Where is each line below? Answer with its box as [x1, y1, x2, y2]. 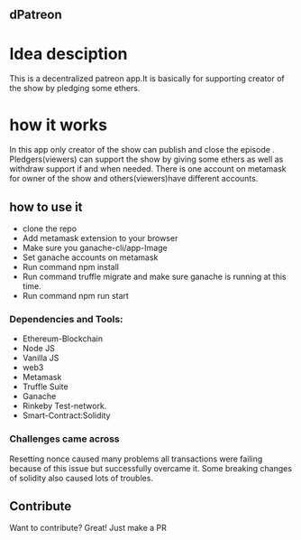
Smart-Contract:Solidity [22, 410, 111, 421]
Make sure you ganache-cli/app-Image [22, 243, 169, 254]
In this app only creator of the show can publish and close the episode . [9, 144, 275, 155]
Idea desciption [9, 43, 128, 64]
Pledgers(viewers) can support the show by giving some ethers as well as [9, 154, 284, 165]
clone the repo [22, 223, 78, 234]
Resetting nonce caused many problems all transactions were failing [9, 453, 263, 464]
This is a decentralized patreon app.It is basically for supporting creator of [9, 73, 286, 84]
